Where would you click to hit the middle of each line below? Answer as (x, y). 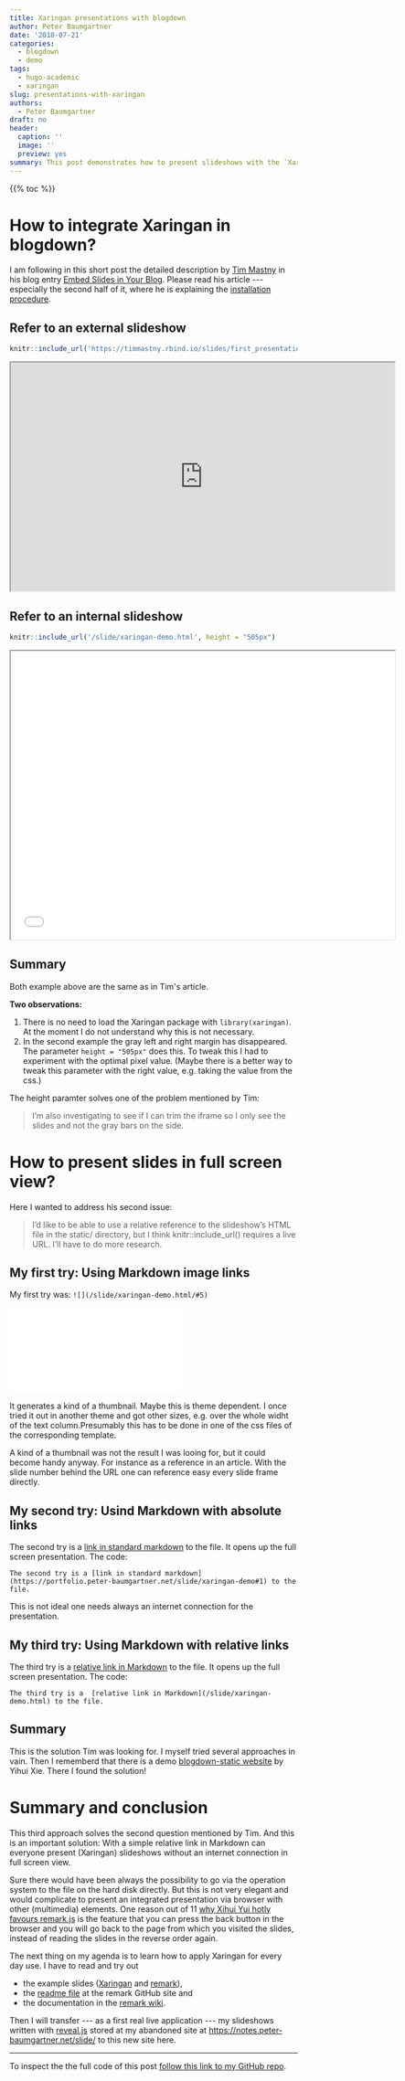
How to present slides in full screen (146, 1162)
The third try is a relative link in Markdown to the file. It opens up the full (145, 1667)
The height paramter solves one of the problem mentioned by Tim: (135, 1098)
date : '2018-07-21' (47, 35)
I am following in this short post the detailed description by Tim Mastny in (148, 270)
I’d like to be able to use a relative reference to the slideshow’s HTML (161, 1225)
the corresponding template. (63, 1435)
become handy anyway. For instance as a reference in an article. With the (148, 1462)
